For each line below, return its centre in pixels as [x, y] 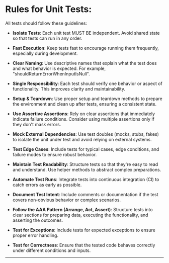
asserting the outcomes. [38, 220]
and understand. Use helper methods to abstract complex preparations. [87, 169]
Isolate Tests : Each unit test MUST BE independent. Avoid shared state [86, 33]
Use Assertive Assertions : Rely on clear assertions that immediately [83, 114]
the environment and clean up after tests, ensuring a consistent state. [84, 104]
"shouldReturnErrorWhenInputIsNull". [51, 73]
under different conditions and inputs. [52, 250]
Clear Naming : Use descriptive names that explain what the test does [84, 63]
